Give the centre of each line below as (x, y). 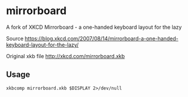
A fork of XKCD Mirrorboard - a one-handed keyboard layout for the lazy (94, 27)
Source (15, 38)
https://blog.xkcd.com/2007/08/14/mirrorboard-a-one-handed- (101, 38)
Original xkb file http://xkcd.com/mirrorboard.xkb (66, 56)
